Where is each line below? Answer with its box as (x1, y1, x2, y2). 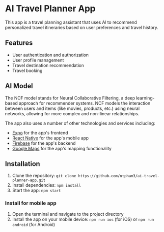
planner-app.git (12, 178, 46, 183)
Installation (5, 160, 40, 168)
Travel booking (12, 67, 43, 73)
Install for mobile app (5, 200, 56, 207)
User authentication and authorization (12, 52, 89, 58)
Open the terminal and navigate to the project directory (12, 211, 124, 217)
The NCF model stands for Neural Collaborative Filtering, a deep (5, 95, 135, 101)
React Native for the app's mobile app (12, 135, 89, 141)
